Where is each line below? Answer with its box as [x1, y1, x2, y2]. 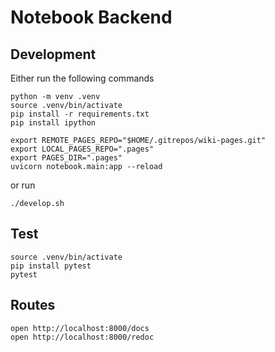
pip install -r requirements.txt [10, 109, 150, 119]
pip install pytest [10, 261, 92, 271]
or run [10, 179, 36, 191]
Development [10, 46, 97, 63]
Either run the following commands [10, 72, 155, 84]
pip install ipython [10, 118, 97, 128]
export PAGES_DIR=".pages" [10, 153, 123, 163]
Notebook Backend [10, 6, 173, 29]
